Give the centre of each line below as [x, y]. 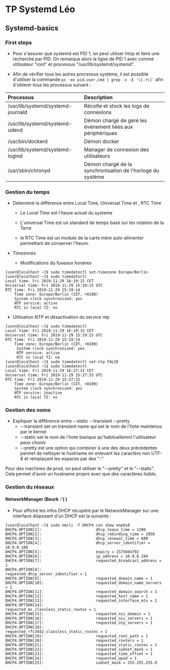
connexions [98, 112]
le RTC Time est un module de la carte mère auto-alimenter [82, 238]
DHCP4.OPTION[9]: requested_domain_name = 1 [79, 578]
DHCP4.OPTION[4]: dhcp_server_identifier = [78, 543]
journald [18, 112]
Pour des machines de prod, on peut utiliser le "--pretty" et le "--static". [80, 469]
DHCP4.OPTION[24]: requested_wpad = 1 [71, 658]
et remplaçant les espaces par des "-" [64, 459]
